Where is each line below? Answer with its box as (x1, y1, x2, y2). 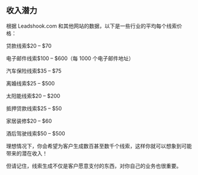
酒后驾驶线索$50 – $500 (6, 130, 65, 137)
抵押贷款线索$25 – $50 (6, 105, 62, 112)
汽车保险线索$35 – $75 (6, 67, 62, 74)
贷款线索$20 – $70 (6, 42, 52, 49)
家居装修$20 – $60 (6, 117, 52, 124)
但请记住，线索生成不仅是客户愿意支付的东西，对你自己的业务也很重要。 (6, 162, 181, 169)
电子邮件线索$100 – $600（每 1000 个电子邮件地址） (6, 55, 134, 62)
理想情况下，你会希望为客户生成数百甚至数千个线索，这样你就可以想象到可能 (6, 142, 192, 149)
